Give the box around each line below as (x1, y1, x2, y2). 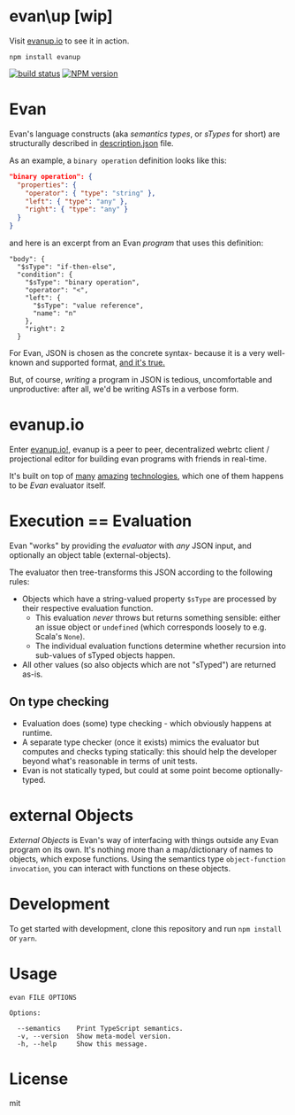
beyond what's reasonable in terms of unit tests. (21, 755, 199, 766)
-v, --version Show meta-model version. (17, 1032, 172, 1041)
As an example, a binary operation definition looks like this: (9, 155, 227, 166)
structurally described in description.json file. (9, 137, 174, 148)
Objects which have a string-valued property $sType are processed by (21, 593, 276, 604)
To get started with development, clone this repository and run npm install (9, 923, 283, 933)
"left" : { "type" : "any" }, (25, 197, 128, 205)
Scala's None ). (34, 631, 86, 641)
